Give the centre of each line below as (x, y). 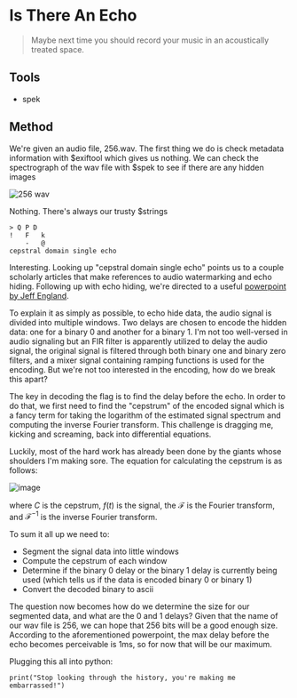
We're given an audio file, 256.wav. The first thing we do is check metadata (147, 148)
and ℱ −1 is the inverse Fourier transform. (83, 516)
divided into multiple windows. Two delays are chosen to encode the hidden (148, 322)
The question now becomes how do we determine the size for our (129, 606)
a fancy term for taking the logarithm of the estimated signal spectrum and (145, 415)
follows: (23, 470)
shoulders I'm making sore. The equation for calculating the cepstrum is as (146, 461)
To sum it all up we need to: (59, 534)
